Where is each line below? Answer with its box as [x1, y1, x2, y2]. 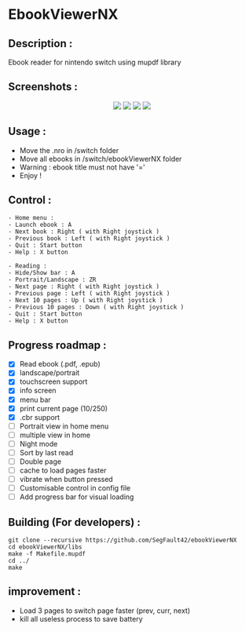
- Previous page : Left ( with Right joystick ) [8, 290, 170, 297]
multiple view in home [19, 430, 91, 440]
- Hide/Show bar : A [8, 269, 76, 277]
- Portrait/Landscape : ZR [8, 276, 97, 284]
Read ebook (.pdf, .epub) [19, 359, 101, 369]
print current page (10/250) [19, 403, 108, 413]
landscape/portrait [19, 368, 80, 378]
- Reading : [8, 262, 47, 270]
